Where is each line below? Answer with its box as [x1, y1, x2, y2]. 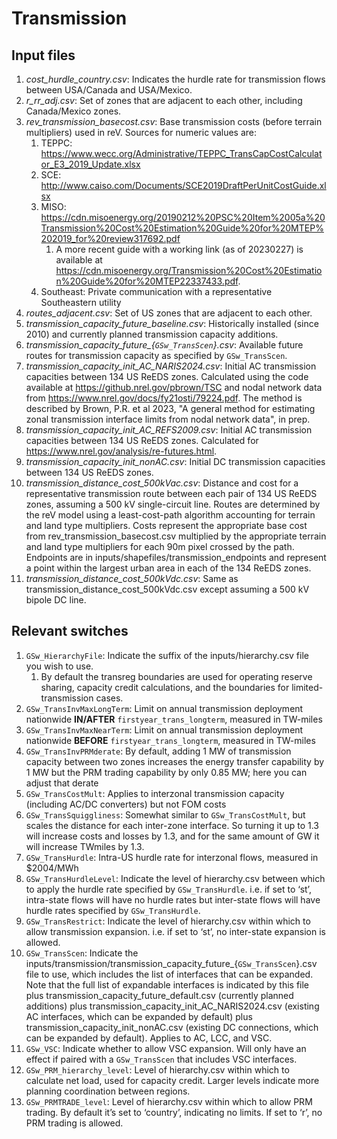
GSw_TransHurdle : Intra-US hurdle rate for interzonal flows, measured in [25, 851, 319, 863]
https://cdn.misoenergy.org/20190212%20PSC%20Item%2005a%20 [40, 212, 326, 223]
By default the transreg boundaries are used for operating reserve [40, 670, 313, 682]
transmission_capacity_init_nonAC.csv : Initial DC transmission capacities [25, 456, 326, 467]
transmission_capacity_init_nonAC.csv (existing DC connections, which [25, 1021, 319, 1033]
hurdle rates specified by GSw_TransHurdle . [25, 904, 201, 916]
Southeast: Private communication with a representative [40, 286, 273, 297]
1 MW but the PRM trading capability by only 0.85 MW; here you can [25, 766, 308, 778]
